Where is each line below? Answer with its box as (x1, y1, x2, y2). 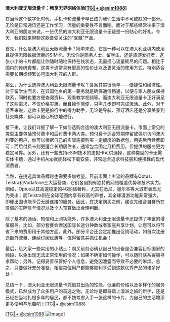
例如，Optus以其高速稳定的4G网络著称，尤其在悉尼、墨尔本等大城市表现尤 (5, 186, 162, 192)
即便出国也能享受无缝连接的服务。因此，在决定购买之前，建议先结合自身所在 (5, 199, 165, 205)
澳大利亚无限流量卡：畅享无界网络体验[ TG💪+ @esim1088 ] (5, 5, 127, 11)
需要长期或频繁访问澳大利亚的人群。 (5, 71, 81, 77)
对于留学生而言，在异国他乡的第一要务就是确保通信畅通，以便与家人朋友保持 (5, 88, 165, 94)
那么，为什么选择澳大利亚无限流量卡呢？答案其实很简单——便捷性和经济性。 (5, 82, 165, 88)
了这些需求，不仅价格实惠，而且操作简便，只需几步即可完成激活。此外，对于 (5, 101, 165, 107)
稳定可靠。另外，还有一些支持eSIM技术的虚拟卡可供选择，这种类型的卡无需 (5, 150, 162, 155)
